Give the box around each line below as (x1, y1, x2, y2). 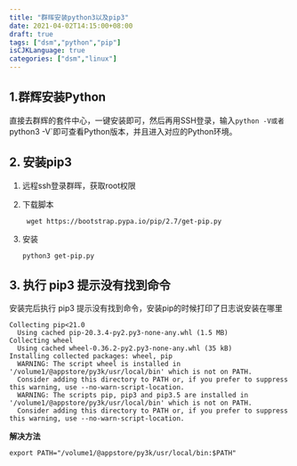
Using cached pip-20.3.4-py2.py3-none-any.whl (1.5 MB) (17, 329, 229, 338)
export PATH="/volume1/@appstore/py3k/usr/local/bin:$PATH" (9, 449, 237, 458)
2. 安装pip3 (9, 155, 73, 170)
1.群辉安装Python (9, 90, 107, 105)
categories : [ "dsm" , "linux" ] (9, 54, 117, 63)
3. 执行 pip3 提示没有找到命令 (9, 278, 172, 293)
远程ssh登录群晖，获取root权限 (21, 180, 136, 191)
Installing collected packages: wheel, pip (9, 352, 173, 361)
